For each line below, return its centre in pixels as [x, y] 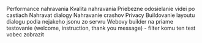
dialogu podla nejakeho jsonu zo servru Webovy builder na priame [90, 21]
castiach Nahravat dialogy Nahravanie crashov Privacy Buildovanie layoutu [101, 15]
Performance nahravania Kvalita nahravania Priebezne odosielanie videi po [101, 9]
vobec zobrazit [25, 35]
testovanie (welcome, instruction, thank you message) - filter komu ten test [101, 28]
